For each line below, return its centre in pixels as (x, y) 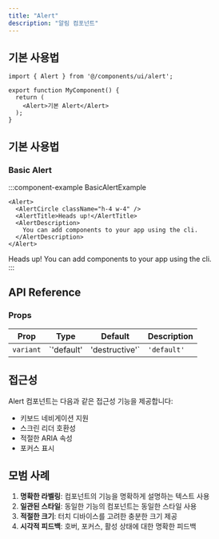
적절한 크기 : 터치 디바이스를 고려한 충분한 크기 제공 (99, 517)
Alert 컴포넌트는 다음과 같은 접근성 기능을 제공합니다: (91, 400)
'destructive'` (115, 349)
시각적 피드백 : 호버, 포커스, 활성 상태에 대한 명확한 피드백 (108, 526)
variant (27, 350)
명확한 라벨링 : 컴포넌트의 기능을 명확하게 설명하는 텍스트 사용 (115, 497)
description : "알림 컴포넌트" (54, 23)
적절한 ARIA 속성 (46, 438)
